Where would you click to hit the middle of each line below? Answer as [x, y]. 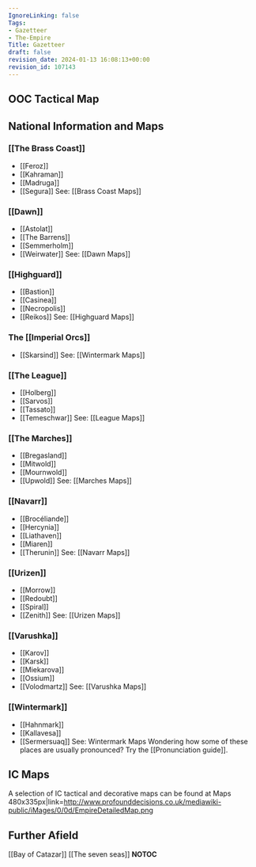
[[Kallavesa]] [40, 732]
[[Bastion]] [37, 292]
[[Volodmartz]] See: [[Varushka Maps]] [83, 686]
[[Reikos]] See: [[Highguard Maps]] [77, 317]
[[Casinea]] [38, 300]
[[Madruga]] [40, 182]
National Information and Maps [86, 126]
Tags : [17, 23]
